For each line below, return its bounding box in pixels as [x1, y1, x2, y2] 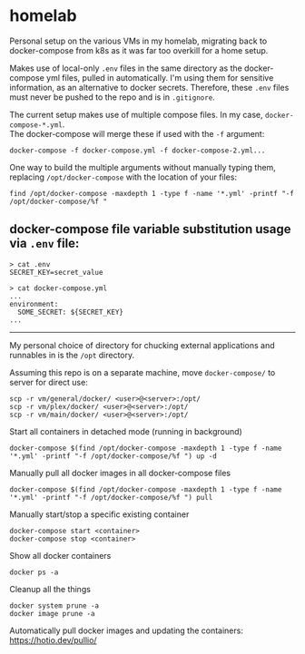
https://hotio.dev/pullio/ [9, 634, 97, 645]
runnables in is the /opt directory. [9, 349, 135, 360]
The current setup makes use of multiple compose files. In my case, [9, 109, 263, 120]
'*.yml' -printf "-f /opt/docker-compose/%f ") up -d [9, 451, 218, 461]
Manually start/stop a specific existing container [9, 509, 190, 520]
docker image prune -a [9, 609, 95, 618]
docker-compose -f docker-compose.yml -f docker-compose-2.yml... [9, 146, 266, 155]
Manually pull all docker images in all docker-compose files [9, 467, 231, 478]
